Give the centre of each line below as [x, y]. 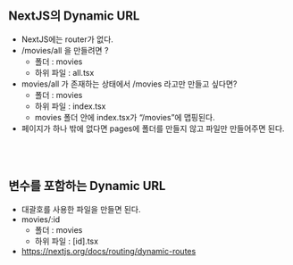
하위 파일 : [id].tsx [67, 241]
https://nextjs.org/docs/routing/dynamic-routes [109, 251]
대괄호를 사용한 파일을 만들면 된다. [81, 209]
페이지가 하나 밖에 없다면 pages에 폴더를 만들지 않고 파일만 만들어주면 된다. [153, 128]
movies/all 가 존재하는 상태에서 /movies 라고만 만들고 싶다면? [129, 84]
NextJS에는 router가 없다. [67, 39]
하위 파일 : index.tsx [70, 106]
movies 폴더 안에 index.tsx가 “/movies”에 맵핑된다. [125, 117]
